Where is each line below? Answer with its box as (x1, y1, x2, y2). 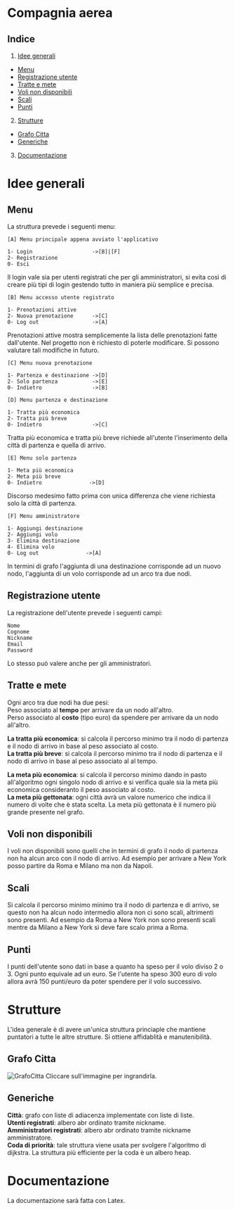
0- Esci (7, 260, 30, 267)
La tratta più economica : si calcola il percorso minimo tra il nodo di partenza (7, 734, 229, 743)
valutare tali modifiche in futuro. (7, 346, 100, 354)
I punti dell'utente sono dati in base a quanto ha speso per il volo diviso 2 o (7, 962, 224, 971)
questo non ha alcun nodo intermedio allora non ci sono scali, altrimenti (7, 908, 214, 916)
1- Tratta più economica (7, 409, 80, 416)
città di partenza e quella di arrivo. (7, 441, 107, 449)
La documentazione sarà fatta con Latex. (7, 1196, 126, 1204)
